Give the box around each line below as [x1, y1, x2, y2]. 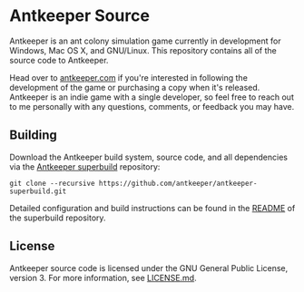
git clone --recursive [9, 179, 95, 188]
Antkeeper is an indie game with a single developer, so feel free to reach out [9, 92, 295, 102]
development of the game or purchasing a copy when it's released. [9, 82, 260, 92]
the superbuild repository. [9, 212, 106, 223]
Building [9, 128, 57, 143]
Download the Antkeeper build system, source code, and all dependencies [9, 151, 289, 162]
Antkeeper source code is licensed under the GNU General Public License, [9, 262, 289, 273]
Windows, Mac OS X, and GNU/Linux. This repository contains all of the [9, 44, 277, 55]
